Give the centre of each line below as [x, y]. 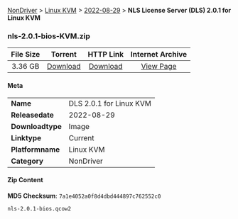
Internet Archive [159, 55]
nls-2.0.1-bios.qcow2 [39, 208]
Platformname [36, 150]
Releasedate [33, 115]
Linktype [26, 137]
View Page [159, 67]
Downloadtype [37, 126]
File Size [26, 55]
